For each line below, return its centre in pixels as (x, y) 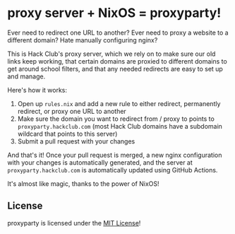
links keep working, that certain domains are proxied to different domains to (117, 61)
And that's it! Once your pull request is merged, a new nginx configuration (115, 155)
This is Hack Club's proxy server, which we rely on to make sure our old (112, 54)
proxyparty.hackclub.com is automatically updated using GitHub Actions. (113, 170)
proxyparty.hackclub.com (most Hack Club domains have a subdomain (120, 126)
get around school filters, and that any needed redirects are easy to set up (115, 69)
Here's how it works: (37, 90)
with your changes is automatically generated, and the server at (100, 162)
